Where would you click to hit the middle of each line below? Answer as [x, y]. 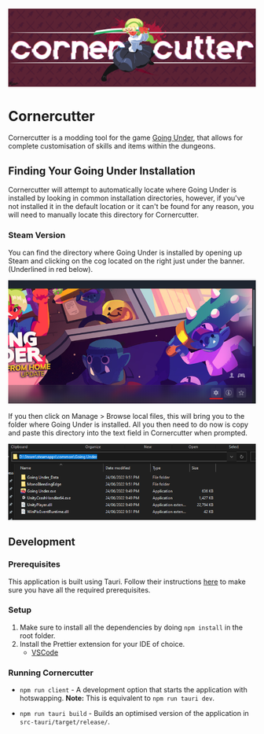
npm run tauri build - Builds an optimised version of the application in [134, 714]
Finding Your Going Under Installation [102, 171]
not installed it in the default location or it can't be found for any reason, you [131, 207]
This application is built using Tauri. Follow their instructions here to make [127, 582]
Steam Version [37, 235]
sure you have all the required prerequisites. [79, 589]
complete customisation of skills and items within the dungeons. [112, 146]
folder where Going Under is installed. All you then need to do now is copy [128, 424]
